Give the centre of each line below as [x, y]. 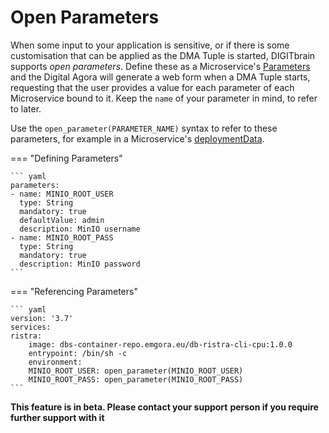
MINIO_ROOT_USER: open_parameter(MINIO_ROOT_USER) [136, 371]
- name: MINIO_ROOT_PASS [62, 237]
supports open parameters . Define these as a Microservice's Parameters [160, 66]
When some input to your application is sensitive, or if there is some [150, 45]
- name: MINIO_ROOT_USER [62, 194]
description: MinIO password [80, 264]
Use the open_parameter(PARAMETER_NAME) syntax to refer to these [144, 128]
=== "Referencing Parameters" [74, 291]
